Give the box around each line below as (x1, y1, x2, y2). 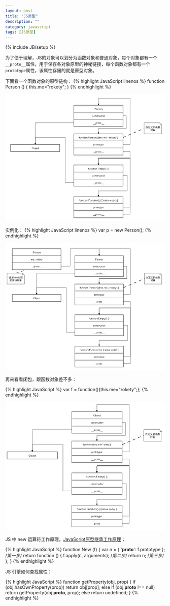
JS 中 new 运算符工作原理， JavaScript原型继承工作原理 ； (5, 536, 126, 542)
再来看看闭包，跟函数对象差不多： (5, 376, 77, 382)
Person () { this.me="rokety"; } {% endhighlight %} (5, 84, 112, 90)
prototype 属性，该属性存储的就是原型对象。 (5, 68, 97, 74)
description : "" (5, 19, 40, 24)
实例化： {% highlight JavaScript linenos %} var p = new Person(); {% (5, 227, 151, 233)
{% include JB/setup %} (5, 44, 56, 50)
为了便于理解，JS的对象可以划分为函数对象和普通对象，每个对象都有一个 (5, 55, 157, 61)
